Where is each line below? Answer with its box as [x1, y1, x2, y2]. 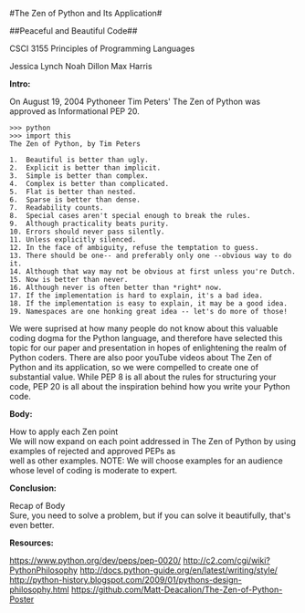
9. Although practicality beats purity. [9, 219, 170, 228]
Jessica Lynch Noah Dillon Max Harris [9, 61, 152, 71]
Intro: [9, 78, 31, 89]
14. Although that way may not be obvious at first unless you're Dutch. [9, 267, 297, 276]
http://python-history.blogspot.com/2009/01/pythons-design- [9, 575, 242, 585]
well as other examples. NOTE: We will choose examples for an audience [9, 455, 283, 466]
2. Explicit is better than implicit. [9, 163, 162, 172]
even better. [9, 520, 55, 530]
